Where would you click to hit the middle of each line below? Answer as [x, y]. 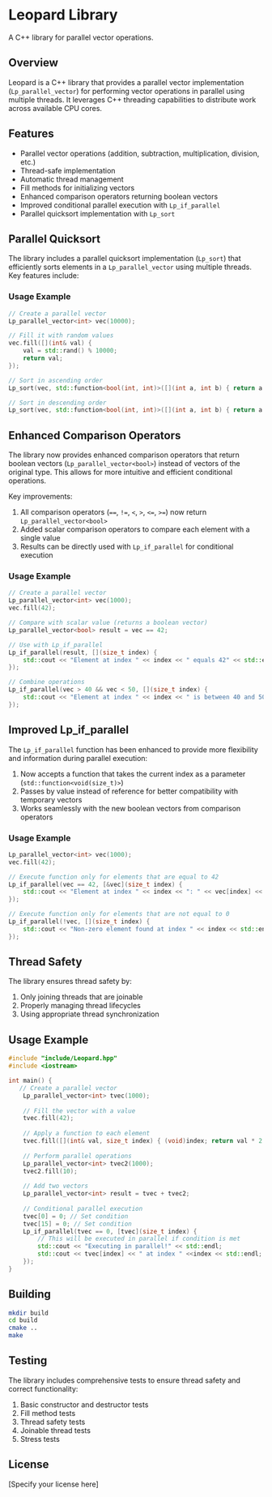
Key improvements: [40, 497]
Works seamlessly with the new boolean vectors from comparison [130, 808]
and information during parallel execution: [78, 758]
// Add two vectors [56, 1186]
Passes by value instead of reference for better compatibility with [129, 791]
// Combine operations [47, 682]
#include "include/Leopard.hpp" [63, 1059]
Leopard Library [63, 15]
